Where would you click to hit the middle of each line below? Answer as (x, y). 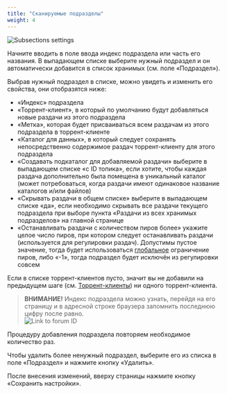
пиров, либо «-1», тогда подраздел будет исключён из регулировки (118, 257)
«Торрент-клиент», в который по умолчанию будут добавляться (113, 110)
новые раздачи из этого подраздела (72, 117)
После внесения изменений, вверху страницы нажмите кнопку (101, 376)
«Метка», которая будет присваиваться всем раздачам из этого (113, 124)
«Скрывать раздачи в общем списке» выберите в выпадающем (112, 198)
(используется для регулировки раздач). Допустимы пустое (107, 242)
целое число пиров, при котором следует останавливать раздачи (115, 235)
